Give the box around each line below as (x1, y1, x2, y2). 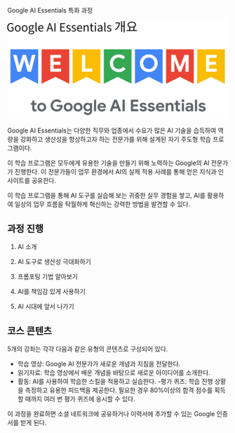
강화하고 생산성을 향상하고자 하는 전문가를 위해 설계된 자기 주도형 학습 (20, 135, 212, 144)
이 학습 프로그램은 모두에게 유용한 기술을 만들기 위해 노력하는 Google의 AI (7, 159, 210, 167)
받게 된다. (20, 418, 47, 427)
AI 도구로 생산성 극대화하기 (17, 258, 91, 266)
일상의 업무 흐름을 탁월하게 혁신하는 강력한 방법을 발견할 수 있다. (14, 200, 191, 208)
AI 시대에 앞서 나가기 (17, 302, 75, 311)
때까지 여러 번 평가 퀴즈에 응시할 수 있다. (25, 395, 135, 404)
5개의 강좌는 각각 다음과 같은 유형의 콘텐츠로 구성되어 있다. (7, 345, 168, 353)
